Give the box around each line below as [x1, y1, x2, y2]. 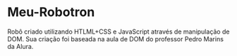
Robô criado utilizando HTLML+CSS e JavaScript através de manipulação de [7, 27, 230, 36]
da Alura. [7, 42, 34, 50]
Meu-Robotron [7, 4, 95, 20]
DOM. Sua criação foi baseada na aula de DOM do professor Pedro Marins [7, 34, 224, 43]
